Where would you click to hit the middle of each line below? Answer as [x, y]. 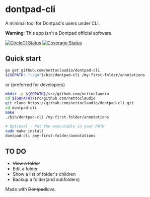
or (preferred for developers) [35, 85]
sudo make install [24, 131]
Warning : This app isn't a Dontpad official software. [59, 33]
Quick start [23, 59]
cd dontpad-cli [21, 108]
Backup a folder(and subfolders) [46, 179]
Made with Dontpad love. [31, 189]
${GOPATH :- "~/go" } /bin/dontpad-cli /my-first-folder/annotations [75, 75]
